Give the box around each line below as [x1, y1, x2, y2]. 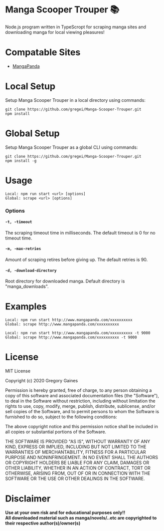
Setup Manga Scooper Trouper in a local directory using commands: [5, 97, 146, 103]
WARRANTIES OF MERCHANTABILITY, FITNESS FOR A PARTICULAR [5, 449, 146, 455]
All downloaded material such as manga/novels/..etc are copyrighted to [5, 515, 157, 521]
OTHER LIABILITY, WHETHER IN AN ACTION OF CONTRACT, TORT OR [5, 465, 151, 471]
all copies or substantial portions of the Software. [5, 429, 106, 435]
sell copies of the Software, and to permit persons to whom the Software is [5, 409, 160, 415]
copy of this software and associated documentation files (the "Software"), [5, 393, 160, 399]
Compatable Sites [5, 47, 81, 58]
